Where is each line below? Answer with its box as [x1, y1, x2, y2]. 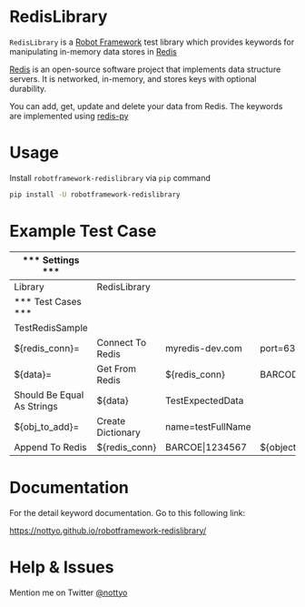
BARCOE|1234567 [164, 440, 248, 453]
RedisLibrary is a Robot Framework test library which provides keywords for [9, 36, 295, 47]
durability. [9, 83, 47, 94]
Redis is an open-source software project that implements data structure [9, 64, 281, 75]
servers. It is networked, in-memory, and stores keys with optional [9, 73, 257, 84]
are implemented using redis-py [9, 110, 129, 121]
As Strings [14, 400, 59, 412]
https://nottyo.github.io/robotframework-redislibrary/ [9, 525, 207, 536]
